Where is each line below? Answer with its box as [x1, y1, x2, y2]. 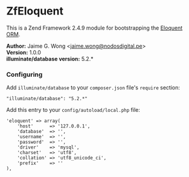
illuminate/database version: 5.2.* [6, 55, 94, 62]
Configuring [6, 70, 43, 79]
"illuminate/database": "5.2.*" [6, 95, 88, 102]
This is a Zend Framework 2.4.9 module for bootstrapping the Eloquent [6, 24, 183, 31]
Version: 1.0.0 [6, 48, 41, 56]
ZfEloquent [6, 4, 63, 18]
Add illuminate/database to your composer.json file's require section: [6, 84, 180, 91]
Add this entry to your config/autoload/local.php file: [6, 106, 140, 114]
